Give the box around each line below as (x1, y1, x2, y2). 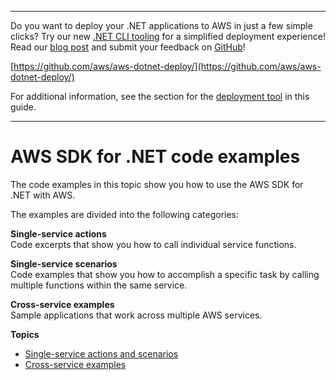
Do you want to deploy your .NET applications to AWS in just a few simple (10, 20, 313, 31)
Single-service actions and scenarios (24, 347, 179, 360)
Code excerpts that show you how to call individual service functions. (10, 238, 297, 250)
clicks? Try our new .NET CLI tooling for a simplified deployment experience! (10, 31, 326, 42)
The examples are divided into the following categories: (10, 208, 240, 220)
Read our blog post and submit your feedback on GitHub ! (10, 41, 246, 53)
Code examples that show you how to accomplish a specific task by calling (10, 268, 320, 280)
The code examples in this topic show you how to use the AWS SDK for (10, 178, 304, 190)
